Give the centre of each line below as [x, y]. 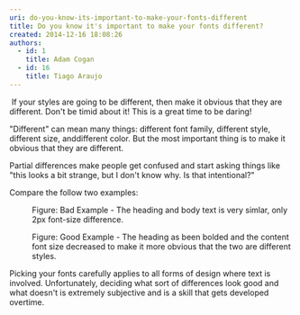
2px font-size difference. [78, 219]
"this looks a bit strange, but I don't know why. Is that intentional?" [132, 175]
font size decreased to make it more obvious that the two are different [161, 246]
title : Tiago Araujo [64, 76]
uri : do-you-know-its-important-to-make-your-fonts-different [128, 18]
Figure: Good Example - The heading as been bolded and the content [161, 237]
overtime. [27, 301]
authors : [26, 43]
